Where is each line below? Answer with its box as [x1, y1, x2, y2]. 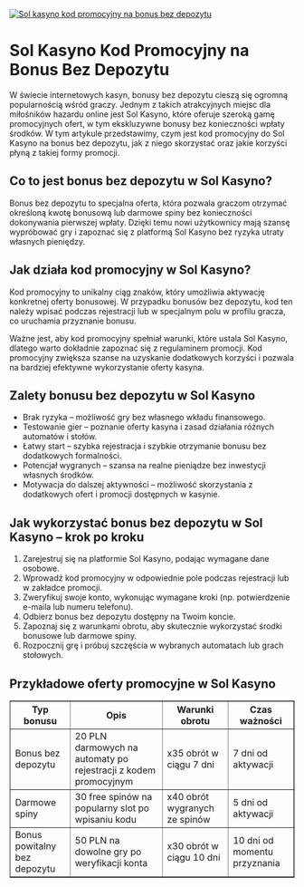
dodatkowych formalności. [22, 450, 122, 461]
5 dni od [233, 796, 269, 808]
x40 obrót [166, 791, 210, 803]
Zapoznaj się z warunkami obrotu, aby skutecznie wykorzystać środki [22, 621, 283, 632]
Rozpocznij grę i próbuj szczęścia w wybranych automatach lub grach [22, 640, 284, 651]
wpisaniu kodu [74, 814, 138, 825]
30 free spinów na [74, 791, 153, 803]
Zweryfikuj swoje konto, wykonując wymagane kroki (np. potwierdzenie [22, 592, 290, 603]
